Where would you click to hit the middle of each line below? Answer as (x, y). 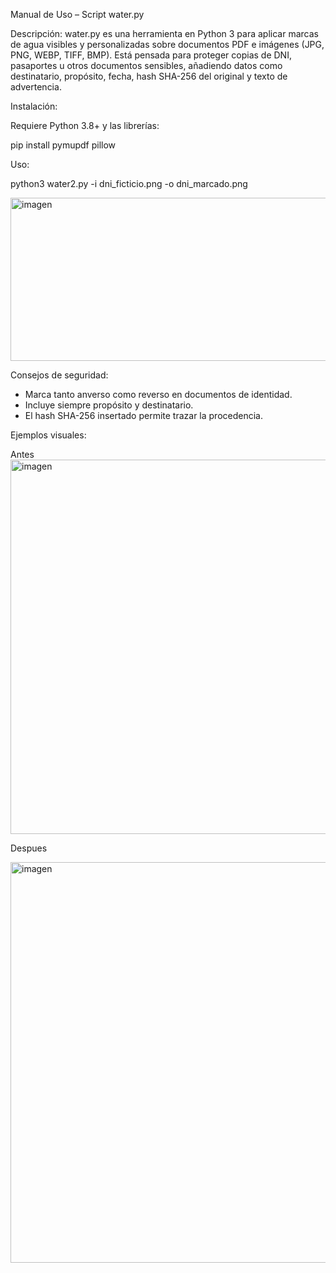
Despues (29, 848)
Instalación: (34, 106)
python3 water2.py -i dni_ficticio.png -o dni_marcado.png (129, 183)
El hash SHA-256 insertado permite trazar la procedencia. (143, 415)
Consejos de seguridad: (59, 375)
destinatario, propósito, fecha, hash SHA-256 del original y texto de (149, 76)
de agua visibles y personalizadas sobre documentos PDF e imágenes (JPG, (167, 44)
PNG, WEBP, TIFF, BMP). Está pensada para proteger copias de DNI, (151, 55)
